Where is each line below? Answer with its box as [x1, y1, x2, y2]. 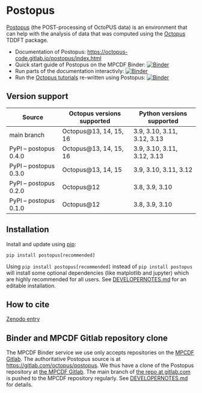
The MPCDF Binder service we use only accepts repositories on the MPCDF [6, 349, 194, 356]
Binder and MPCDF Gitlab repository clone [6, 333, 168, 343]
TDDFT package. [6, 36, 49, 43]
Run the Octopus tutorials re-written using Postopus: [14, 74, 145, 81]
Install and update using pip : [6, 240, 76, 248]
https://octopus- [87, 48, 128, 55]
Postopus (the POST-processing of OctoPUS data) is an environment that [6, 24, 188, 31]
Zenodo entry [6, 315, 40, 323]
